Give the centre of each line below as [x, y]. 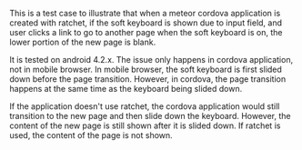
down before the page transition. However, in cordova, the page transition [148, 79]
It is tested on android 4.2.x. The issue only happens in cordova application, [151, 60]
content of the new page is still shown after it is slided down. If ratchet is [145, 125]
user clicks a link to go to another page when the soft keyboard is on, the [146, 32]
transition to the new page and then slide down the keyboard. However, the [150, 116]
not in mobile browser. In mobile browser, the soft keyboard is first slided [146, 69]
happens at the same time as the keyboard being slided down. [126, 89]
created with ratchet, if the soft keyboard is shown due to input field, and [146, 23]
